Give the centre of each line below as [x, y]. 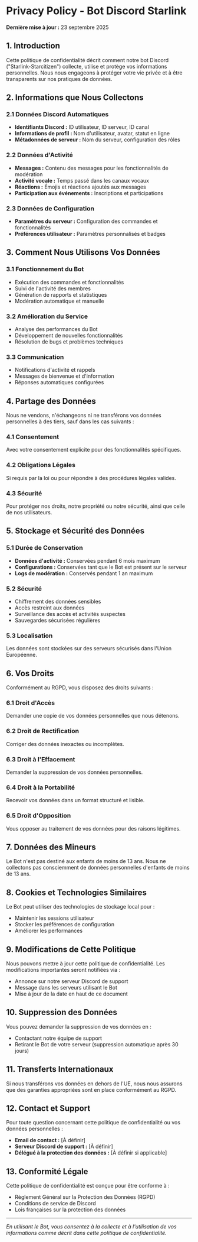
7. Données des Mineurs [51, 847]
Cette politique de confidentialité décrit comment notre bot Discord [88, 60]
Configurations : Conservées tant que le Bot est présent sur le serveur [101, 567]
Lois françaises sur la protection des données [70, 1209]
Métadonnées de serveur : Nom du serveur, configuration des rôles [98, 140]
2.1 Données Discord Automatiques [57, 115]
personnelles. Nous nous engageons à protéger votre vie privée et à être [94, 73]
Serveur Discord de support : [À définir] [64, 1147]
